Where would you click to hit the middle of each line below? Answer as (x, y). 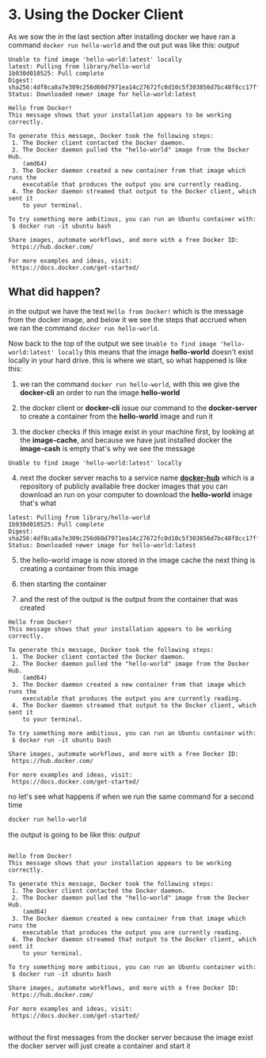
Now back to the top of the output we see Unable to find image (112, 343)
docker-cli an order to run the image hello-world (100, 392)
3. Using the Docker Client (96, 15)
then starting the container (63, 584)
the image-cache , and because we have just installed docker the (126, 440)
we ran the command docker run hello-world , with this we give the (129, 384)
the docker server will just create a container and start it (100, 1045)
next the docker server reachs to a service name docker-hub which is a (137, 477)
